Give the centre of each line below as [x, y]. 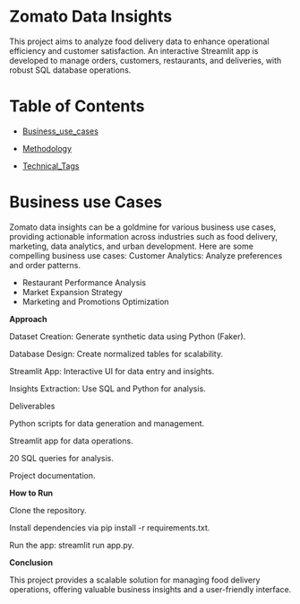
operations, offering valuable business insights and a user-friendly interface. [150, 589]
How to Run [31, 493]
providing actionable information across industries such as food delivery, [144, 236]
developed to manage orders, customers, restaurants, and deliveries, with [146, 60]
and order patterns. [45, 265]
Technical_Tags [51, 166]
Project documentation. [52, 475]
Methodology [47, 148]
